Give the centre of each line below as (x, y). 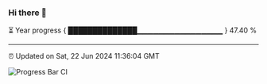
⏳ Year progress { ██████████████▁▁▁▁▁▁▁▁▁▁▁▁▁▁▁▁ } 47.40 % (133, 30)
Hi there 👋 (28, 13)
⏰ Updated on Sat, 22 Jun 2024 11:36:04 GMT (84, 56)
